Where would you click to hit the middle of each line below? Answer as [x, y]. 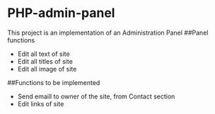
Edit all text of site [43, 54]
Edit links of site [41, 103]
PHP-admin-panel [61, 13]
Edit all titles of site [45, 61]
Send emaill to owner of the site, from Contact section [96, 96]
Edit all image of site [47, 69]
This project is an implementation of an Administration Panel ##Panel [108, 33]
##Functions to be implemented [54, 82]
